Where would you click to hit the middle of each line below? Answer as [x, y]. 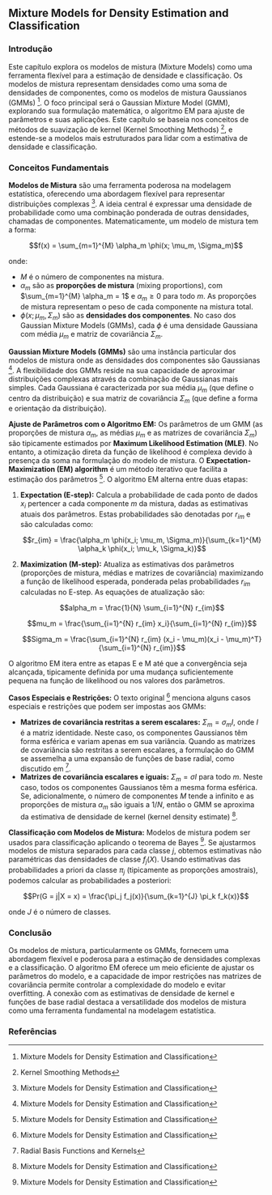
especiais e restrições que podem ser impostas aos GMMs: [107, 706]
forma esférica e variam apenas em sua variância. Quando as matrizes [138, 741]
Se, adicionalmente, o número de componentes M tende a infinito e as [137, 796]
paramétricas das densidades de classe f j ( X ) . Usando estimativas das [125, 860]
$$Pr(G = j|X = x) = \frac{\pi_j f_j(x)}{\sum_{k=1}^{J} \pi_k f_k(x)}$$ [136, 896]
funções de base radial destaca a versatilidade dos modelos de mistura [127, 1002]
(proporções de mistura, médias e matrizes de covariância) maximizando [142, 573]
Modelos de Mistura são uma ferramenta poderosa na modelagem [120, 185]
